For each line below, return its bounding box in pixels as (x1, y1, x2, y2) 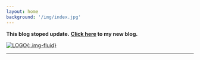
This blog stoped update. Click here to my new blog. (6, 30, 138, 37)
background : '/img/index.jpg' (6, 14, 82, 20)
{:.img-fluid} (26, 42, 57, 49)
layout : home (6, 8, 39, 15)
